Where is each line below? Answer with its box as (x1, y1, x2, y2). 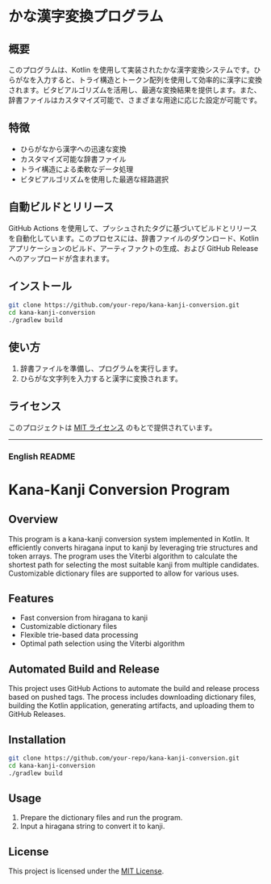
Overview (8, 513, 59, 526)
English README (8, 450, 76, 462)
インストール (8, 279, 73, 293)
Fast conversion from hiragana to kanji (19, 613, 148, 622)
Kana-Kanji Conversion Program (8, 480, 231, 499)
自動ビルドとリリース (8, 200, 115, 214)
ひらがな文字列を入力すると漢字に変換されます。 (19, 373, 183, 383)
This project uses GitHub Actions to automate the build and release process (8, 684, 260, 693)
